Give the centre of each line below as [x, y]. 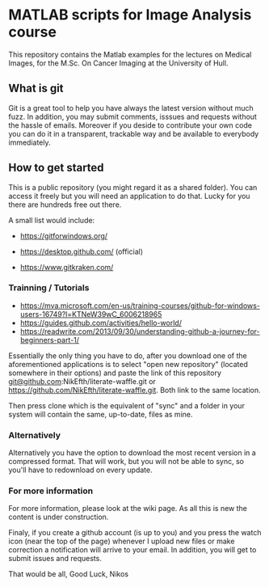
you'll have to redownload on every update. [80, 470]
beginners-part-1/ [49, 340]
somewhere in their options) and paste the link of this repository [115, 373]
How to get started [56, 168]
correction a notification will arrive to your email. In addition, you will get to [132, 550]
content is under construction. [59, 517]
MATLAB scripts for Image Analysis [130, 15]
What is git [36, 89]
